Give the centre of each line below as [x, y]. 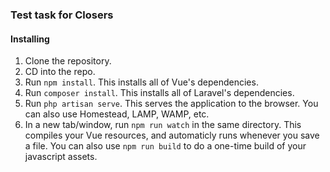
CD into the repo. [60, 72]
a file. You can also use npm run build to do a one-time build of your [165, 146]
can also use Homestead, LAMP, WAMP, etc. [117, 114]
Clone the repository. [68, 61]
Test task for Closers [62, 15]
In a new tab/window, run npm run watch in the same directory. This [163, 125]
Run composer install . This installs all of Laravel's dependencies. [159, 93]
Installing [30, 39]
